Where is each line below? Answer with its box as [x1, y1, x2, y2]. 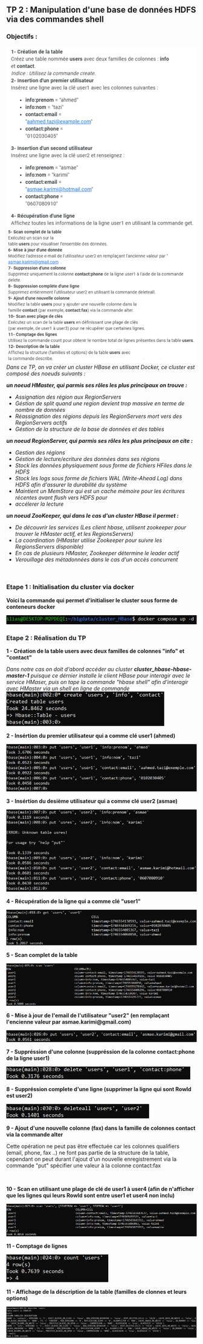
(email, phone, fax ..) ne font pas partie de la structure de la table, [6, 1149, 170, 1156]
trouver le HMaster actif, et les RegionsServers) [14, 530, 134, 538]
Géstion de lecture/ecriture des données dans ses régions [14, 455, 160, 463]
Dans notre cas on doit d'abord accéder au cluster [6, 665, 133, 673]
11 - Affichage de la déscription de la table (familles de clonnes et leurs [6, 1288, 187, 1296]
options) [6, 1294, 28, 1302]
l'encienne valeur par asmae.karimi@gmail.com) [6, 1019, 132, 1026]
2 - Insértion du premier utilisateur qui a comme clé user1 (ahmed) [6, 732, 176, 740]
